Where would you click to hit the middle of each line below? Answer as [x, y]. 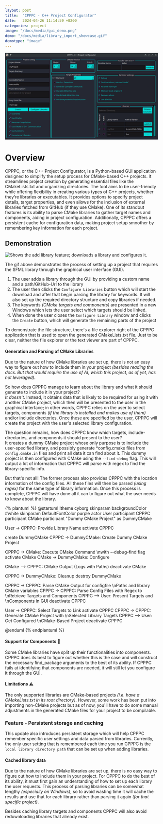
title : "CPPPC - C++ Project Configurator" [51, 15]
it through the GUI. [24, 673]
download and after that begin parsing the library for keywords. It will [81, 295]
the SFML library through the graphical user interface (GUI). [65, 269]
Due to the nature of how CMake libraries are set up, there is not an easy [78, 362]
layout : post [18, 10]
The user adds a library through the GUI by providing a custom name [81, 279]
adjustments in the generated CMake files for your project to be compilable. [81, 710]
